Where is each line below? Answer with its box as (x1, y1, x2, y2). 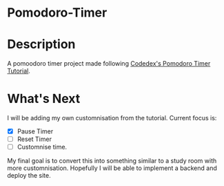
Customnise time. (17, 143, 68, 151)
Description (7, 37, 76, 53)
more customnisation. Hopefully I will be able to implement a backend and (7, 164, 217, 172)
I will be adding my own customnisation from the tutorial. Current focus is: (7, 114, 217, 122)
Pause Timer (17, 127, 54, 136)
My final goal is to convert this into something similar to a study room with (7, 157, 217, 165)
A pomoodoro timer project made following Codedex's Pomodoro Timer (7, 59, 211, 68)
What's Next (7, 91, 81, 106)
